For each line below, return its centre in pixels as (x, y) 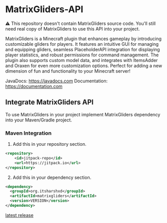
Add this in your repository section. (49, 144)
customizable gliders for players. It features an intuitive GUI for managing (82, 44)
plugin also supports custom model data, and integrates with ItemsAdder (81, 60)
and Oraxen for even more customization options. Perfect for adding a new (84, 66)
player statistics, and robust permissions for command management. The (82, 55)
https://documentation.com (34, 86)
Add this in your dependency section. (52, 177)
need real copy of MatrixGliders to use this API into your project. (73, 28)
